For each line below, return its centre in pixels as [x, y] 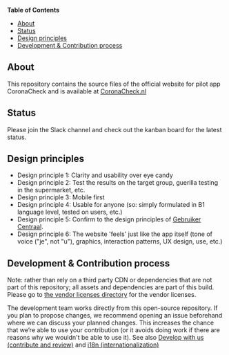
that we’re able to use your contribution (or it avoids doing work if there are [114, 330]
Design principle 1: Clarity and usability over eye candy [95, 175]
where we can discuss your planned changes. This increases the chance [111, 323]
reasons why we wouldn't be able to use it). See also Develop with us [106, 338]
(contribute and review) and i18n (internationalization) [83, 345]
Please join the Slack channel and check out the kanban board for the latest [114, 129]
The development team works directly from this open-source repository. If [112, 308]
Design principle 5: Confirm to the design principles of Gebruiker [109, 219]
